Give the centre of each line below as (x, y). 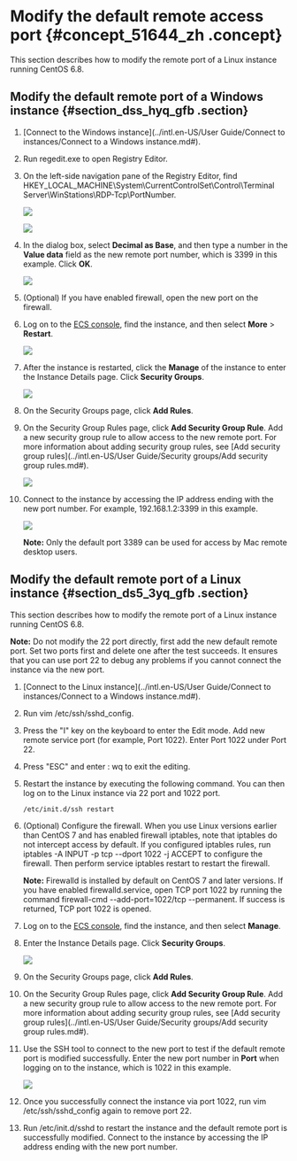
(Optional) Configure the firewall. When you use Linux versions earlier (150, 825)
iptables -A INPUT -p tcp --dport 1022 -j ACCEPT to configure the (143, 854)
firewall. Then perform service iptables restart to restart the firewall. (146, 863)
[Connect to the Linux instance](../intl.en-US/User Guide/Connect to (147, 686)
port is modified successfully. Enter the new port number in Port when (151, 1058)
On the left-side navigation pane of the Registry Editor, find (130, 175)
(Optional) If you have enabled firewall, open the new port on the (141, 298)
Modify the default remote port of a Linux (126, 580)
